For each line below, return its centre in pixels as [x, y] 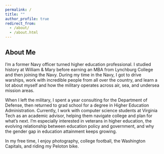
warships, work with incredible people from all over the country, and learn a [81, 80]
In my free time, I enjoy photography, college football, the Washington [75, 141]
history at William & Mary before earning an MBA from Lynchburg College [79, 69]
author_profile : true [27, 19]
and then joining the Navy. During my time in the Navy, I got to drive [73, 75]
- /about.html [24, 32]
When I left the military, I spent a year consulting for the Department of [76, 100]
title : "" [15, 14]
